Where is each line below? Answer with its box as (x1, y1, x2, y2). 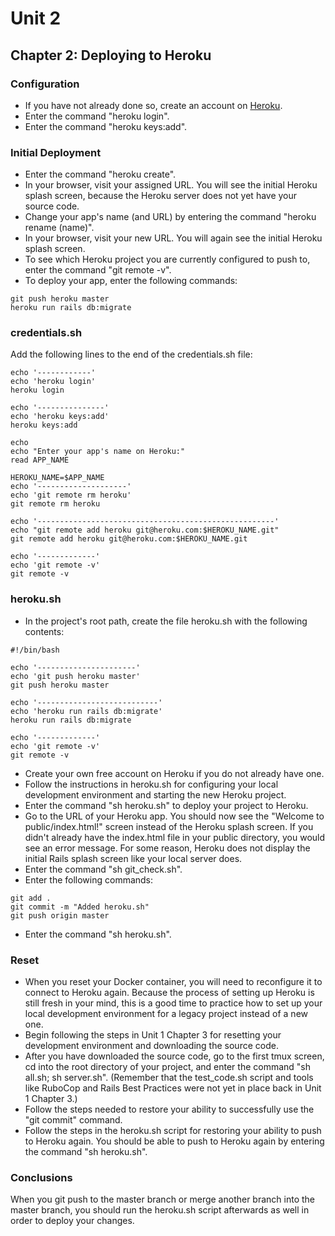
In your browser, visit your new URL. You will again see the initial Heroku (24, 232, 323, 244)
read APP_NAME (10, 455, 70, 466)
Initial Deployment (10, 145, 102, 159)
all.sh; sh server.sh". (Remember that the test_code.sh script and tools (24, 1072, 314, 1084)
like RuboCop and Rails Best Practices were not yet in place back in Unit (24, 1082, 322, 1094)
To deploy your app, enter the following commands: (24, 275, 238, 287)
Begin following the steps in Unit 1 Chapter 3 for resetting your (24, 1029, 282, 1041)
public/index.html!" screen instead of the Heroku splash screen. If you (24, 820, 314, 832)
